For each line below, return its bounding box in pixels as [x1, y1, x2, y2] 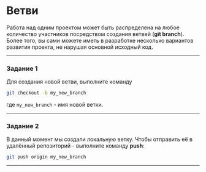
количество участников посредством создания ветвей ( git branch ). [6, 30, 185, 37]
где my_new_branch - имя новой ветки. [6, 101, 104, 109]
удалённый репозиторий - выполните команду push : [6, 142, 145, 149]
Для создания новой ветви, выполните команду [6, 78, 132, 85]
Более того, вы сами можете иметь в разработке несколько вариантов [6, 37, 194, 44]
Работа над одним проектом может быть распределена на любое [6, 24, 180, 31]
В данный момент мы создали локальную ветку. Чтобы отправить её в [6, 135, 193, 143]
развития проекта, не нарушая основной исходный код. [6, 43, 153, 51]
